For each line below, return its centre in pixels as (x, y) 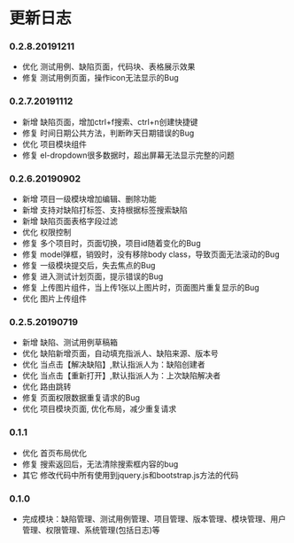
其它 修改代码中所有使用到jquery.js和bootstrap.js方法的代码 (130, 475)
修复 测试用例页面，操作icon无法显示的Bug (100, 78)
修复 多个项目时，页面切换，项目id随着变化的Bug (111, 244)
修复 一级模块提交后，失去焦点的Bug (89, 266)
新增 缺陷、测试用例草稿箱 (70, 343)
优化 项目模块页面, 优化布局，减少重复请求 (99, 409)
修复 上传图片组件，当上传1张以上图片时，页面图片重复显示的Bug (140, 288)
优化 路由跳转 (46, 387)
